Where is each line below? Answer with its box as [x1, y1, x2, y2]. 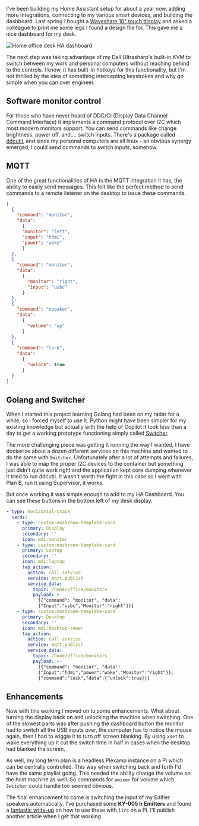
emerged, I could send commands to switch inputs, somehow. [6, 143, 158, 151]
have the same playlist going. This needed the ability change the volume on [6, 769, 191, 777]
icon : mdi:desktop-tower [21, 625, 84, 631]
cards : [11, 514, 28, 521]
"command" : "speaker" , [17, 307, 73, 313]
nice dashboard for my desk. [6, 30, 77, 38]
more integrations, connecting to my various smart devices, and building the [6, 11, 193, 18]
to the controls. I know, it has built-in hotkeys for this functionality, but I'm [6, 66, 186, 73]
